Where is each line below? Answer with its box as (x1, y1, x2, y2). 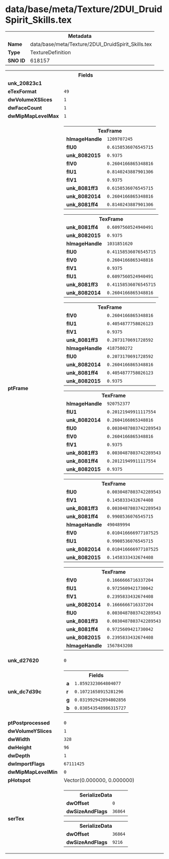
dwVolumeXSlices (8, 96, 53, 103)
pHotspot (8, 776, 31, 783)
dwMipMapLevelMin (8, 768, 58, 775)
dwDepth (8, 752, 30, 759)
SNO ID (8, 57, 26, 64)
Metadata (67, 32, 92, 39)
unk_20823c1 (8, 80, 42, 87)
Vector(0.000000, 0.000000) (63, 776, 135, 783)
